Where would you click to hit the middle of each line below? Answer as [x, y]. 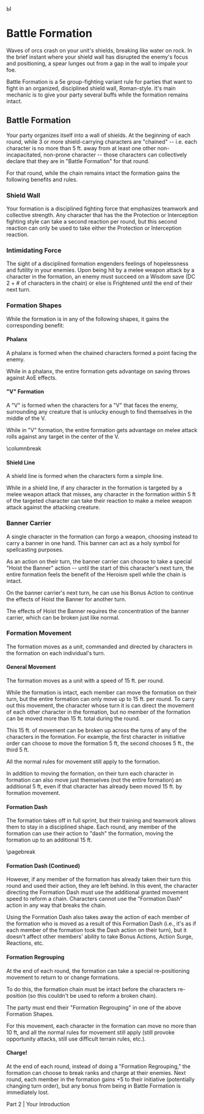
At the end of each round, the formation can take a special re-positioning [98, 970]
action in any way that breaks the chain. [56, 905]
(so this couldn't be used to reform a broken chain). [93, 995]
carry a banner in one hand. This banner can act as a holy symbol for [93, 543]
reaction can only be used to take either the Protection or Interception [94, 228]
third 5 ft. [18, 750]
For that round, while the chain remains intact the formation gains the [93, 173]
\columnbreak [24, 449]
